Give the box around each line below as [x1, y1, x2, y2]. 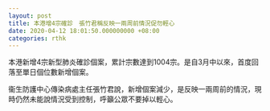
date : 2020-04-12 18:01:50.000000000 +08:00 [8, 27, 160, 35]
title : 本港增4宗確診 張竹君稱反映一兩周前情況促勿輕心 [8, 19, 175, 27]
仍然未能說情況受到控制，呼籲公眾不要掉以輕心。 [14, 94, 178, 105]
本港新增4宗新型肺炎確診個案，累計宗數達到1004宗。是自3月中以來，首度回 [8, 57, 260, 67]
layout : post [8, 11, 52, 20]
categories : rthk [8, 34, 67, 43]
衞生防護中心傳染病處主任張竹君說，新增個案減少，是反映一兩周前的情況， [8, 84, 255, 94]
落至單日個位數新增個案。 [8, 68, 93, 77]
